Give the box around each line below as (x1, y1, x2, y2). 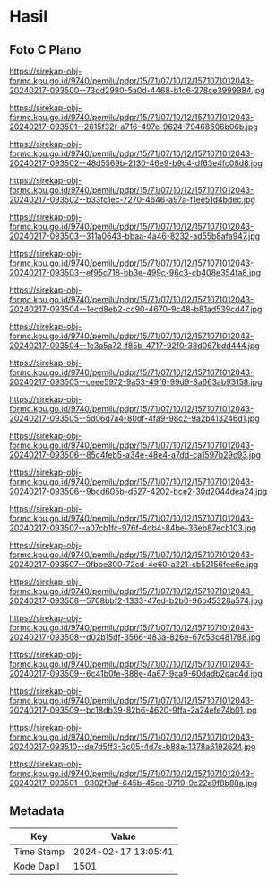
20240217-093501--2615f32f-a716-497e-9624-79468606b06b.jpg (9, 121, 258, 132)
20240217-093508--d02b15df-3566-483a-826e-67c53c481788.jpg (9, 632, 262, 643)
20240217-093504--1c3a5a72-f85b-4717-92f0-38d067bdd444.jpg (9, 340, 260, 351)
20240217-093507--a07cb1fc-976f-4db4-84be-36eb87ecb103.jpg (9, 522, 257, 533)
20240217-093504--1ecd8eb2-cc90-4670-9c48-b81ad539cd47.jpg (9, 303, 263, 314)
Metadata (9, 803, 65, 818)
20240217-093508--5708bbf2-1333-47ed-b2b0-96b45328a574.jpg (9, 595, 263, 606)
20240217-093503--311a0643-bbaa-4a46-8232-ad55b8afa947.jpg (9, 231, 261, 241)
